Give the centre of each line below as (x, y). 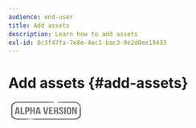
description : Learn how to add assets (73, 34)
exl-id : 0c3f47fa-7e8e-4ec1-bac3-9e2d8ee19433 (88, 43)
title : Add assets (39, 25)
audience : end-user (41, 17)
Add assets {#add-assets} (98, 83)
